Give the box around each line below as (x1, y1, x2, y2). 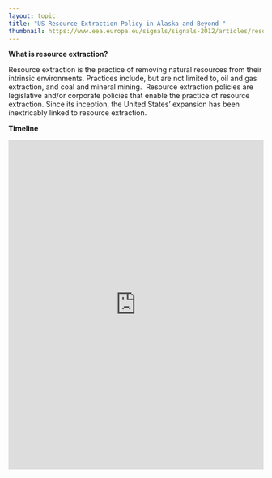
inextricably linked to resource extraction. (8, 108, 147, 118)
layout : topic (8, 11, 57, 20)
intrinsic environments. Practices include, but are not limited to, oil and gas (8, 74, 257, 84)
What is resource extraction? (8, 50, 108, 59)
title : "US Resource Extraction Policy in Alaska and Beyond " (8, 19, 227, 28)
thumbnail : (8, 27, 45, 35)
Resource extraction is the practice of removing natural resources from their (8, 65, 262, 75)
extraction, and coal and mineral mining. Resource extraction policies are (8, 82, 253, 92)
